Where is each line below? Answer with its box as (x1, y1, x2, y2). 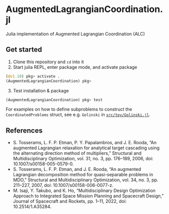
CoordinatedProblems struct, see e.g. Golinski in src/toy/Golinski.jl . (6, 112, 150, 118)
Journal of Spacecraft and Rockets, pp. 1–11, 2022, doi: (13, 198, 127, 204)
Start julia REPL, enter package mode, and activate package (13, 64, 137, 70)
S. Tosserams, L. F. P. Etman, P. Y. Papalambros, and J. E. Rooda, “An (13, 140, 157, 146)
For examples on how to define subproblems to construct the (6, 106, 132, 113)
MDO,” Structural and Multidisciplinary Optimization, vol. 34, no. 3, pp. (13, 177, 158, 183)
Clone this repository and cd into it (13, 59, 84, 65)
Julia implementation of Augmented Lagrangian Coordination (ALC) (6, 31, 145, 37)
